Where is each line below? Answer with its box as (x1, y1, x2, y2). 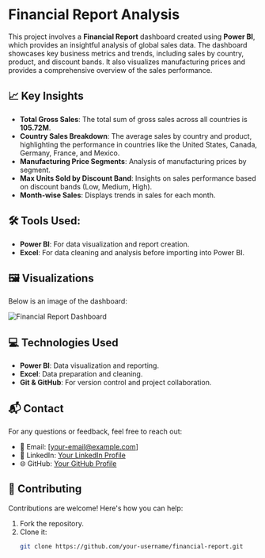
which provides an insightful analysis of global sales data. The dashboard (8, 40, 248, 49)
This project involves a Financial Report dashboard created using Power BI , (8, 32, 256, 41)
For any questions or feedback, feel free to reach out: (8, 426, 183, 436)
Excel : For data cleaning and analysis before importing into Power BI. (19, 247, 245, 257)
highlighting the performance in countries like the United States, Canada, (19, 139, 258, 149)
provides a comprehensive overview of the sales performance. (8, 65, 213, 75)
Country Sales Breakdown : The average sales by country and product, (19, 131, 252, 140)
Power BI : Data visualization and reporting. (19, 361, 160, 370)
